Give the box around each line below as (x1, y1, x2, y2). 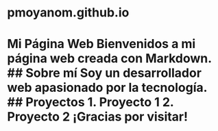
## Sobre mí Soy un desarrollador (7, 65, 202, 81)
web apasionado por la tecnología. (7, 80, 208, 95)
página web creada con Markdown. (7, 51, 212, 67)
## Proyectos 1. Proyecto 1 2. (7, 95, 174, 110)
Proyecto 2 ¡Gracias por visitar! (7, 109, 189, 125)
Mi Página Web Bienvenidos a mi (7, 36, 196, 52)
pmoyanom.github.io (7, 5, 130, 21)
